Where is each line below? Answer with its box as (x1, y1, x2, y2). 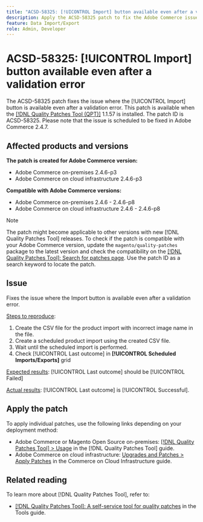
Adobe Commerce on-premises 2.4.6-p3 (14, 169, 117, 176)
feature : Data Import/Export (6, 20, 80, 26)
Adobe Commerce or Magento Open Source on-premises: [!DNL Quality (14, 438, 195, 445)
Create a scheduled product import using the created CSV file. (14, 337, 171, 344)
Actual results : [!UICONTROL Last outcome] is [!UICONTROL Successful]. (6, 386, 190, 394)
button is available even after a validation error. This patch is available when (6, 104, 195, 111)
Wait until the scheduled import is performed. (14, 343, 128, 351)
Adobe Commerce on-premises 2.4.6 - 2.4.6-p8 (14, 199, 135, 206)
